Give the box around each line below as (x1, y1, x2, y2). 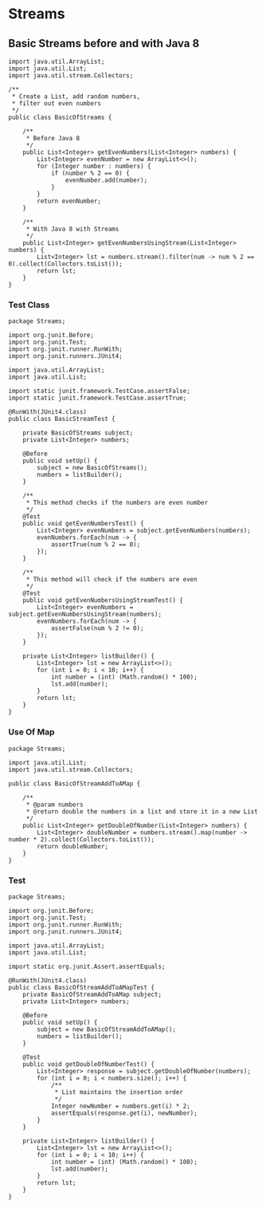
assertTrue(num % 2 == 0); (50, 541, 141, 549)
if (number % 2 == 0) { (50, 169, 130, 177)
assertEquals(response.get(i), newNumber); (50, 1109, 198, 1117)
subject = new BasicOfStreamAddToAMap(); (37, 1025, 177, 1033)
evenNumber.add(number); (65, 176, 148, 184)
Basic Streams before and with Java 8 (8, 37, 200, 50)
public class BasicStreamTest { (8, 415, 115, 423)
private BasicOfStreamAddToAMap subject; (22, 990, 162, 998)
